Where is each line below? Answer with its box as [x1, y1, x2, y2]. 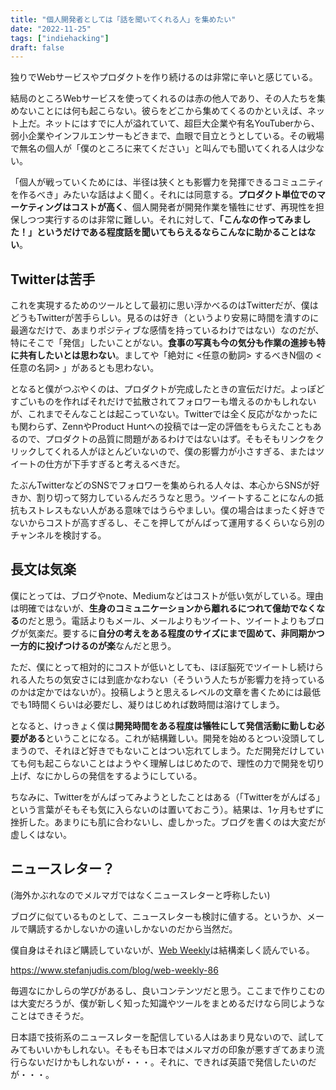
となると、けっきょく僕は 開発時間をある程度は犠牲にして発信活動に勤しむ [10, 719, 317, 731]
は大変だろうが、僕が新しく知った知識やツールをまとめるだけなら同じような [10, 997, 325, 1009]
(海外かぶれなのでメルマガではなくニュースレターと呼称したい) [10, 889, 271, 901]
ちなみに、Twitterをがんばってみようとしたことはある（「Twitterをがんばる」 [10, 791, 325, 803]
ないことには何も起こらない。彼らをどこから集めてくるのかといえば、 [18, 105, 308, 117]
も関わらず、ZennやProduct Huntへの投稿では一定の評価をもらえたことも [10, 421, 313, 433]
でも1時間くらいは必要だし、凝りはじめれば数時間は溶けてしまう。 [10, 698, 285, 710]
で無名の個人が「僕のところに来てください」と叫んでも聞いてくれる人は [10, 142, 308, 155]
